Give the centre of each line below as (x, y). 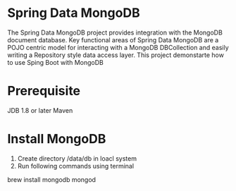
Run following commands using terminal (76, 166)
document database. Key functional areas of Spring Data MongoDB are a (113, 39)
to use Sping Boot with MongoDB (55, 62)
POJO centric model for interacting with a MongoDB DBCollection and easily (118, 47)
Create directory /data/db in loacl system (77, 158)
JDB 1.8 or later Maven (40, 110)
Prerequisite (44, 91)
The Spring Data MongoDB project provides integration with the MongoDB (115, 32)
